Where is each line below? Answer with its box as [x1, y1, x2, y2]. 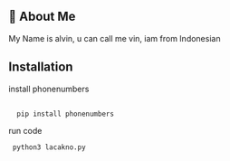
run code [8, 126, 43, 137]
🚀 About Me [8, 9, 76, 24]
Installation [8, 60, 73, 75]
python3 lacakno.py [12, 143, 87, 152]
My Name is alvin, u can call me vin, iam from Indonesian [8, 33, 221, 43]
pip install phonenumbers [16, 109, 115, 118]
